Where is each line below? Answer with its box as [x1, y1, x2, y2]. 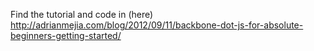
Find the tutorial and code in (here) [10, 9, 154, 20]
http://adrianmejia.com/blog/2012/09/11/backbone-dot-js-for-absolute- [10, 19, 304, 31]
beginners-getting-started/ [10, 30, 122, 41]
